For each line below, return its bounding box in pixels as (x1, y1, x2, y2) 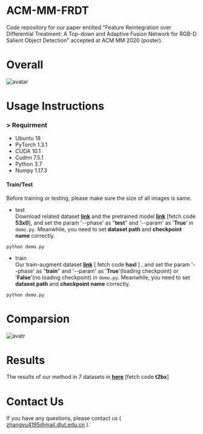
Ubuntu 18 (15, 135, 41, 142)
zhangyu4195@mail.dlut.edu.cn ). (6, 421, 90, 429)
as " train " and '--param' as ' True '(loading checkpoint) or (36, 267, 179, 274)
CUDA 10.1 (15, 147, 41, 155)
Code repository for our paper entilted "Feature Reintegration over (6, 24, 171, 31)
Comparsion (6, 312, 70, 325)
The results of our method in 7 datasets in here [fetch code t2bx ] (6, 373, 169, 381)
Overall (6, 58, 44, 72)
